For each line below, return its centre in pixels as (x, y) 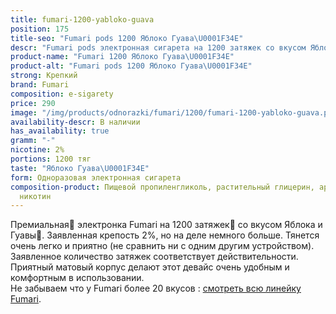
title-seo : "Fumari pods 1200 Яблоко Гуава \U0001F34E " (127, 38)
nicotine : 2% (37, 150)
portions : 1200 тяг (51, 159)
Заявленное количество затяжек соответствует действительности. (154, 257)
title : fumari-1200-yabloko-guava (82, 19)
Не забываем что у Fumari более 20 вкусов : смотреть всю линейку (156, 288)
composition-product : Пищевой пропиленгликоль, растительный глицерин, (162, 187)
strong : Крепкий (44, 76)
